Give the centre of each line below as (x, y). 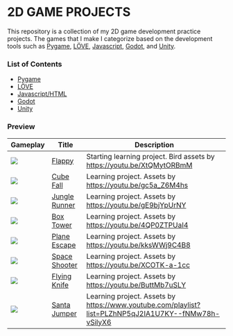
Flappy (63, 160)
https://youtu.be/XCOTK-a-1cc (138, 264)
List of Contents (35, 64)
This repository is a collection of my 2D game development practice (104, 31)
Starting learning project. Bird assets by (150, 156)
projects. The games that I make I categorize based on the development (110, 38)
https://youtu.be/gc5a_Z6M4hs (137, 185)
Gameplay (28, 144)
